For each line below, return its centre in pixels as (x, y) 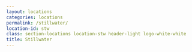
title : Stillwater (29, 39)
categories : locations (34, 17)
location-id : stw (28, 28)
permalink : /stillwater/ (37, 23)
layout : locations (29, 12)
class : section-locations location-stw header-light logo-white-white (96, 34)
